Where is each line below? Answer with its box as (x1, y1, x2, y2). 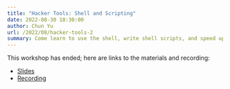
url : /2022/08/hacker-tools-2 (7, 29, 94, 36)
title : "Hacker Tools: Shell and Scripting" (7, 10, 136, 17)
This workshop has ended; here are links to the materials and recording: (7, 54, 210, 62)
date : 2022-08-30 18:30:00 (7, 16, 84, 23)
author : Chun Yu (7, 22, 53, 29)
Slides (16, 67, 35, 75)
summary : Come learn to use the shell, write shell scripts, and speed (7, 35, 216, 42)
